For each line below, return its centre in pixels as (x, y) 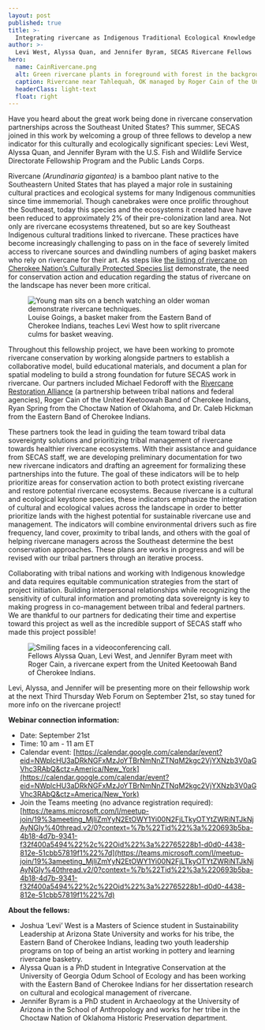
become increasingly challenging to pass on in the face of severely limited (129, 243)
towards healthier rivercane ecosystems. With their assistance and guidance (132, 449)
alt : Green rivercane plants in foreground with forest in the (121, 74)
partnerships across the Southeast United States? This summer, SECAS (124, 127)
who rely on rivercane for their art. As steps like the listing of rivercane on (128, 260)
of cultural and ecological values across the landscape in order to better (125, 507)
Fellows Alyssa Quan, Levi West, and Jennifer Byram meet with (130, 656)
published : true (35, 23)
